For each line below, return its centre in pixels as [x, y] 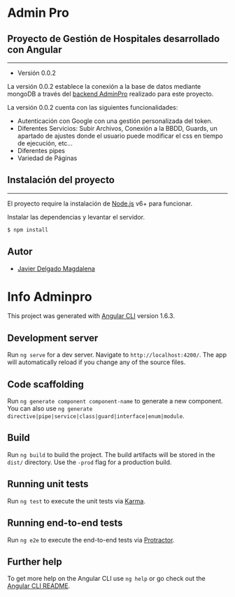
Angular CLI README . [39, 586]
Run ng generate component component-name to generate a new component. [115, 401]
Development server [53, 338]
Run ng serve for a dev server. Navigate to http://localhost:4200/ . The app [117, 355]
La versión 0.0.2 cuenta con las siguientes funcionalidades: [93, 107]
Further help [35, 562]
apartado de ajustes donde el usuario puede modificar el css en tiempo [120, 136]
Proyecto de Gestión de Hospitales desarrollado [114, 39]
